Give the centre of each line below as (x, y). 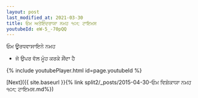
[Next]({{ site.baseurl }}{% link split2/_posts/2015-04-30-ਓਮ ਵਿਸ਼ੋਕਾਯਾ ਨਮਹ (99, 82)
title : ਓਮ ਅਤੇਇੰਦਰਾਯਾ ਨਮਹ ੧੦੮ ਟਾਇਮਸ (52, 23)
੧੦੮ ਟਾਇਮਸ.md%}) (30, 89)
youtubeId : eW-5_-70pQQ (37, 29)
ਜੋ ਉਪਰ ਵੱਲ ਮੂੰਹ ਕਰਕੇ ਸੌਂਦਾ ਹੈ (45, 58)
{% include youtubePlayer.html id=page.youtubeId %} (74, 71)
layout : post (23, 12)
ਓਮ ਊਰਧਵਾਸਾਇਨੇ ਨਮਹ (31, 46)
